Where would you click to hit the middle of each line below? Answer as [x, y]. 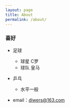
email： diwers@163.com [39, 100]
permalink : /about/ [26, 19]
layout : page [19, 10]
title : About [19, 15]
